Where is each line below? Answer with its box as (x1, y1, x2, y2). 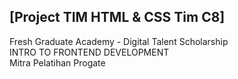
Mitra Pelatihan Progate (9, 56, 106, 69)
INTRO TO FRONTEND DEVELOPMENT (9, 46, 170, 58)
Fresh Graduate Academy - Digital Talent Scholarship (9, 35, 229, 47)
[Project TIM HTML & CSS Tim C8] (9, 9, 226, 26)
